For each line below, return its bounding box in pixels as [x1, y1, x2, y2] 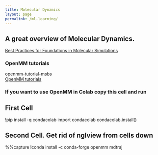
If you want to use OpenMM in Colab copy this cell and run [5, 89, 147, 95]
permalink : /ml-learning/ [5, 16, 58, 21]
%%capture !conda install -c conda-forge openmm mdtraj [5, 144, 123, 150]
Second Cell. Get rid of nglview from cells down [5, 131, 153, 139]
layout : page [5, 12, 32, 17]
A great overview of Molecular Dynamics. [5, 34, 135, 43]
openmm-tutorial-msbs [5, 71, 53, 77]
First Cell [5, 104, 33, 112]
